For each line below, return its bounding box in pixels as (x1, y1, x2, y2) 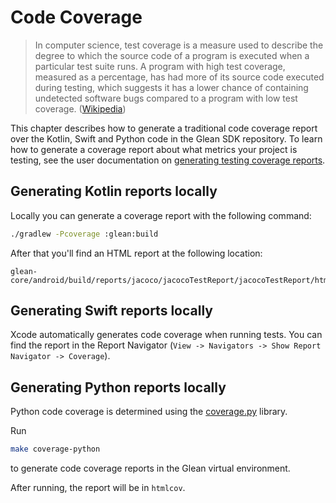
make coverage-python (10, 444, 101, 455)
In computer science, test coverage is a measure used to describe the (34, 39, 324, 51)
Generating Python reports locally (10, 379, 227, 396)
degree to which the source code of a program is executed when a (34, 49, 310, 61)
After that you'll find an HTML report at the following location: (10, 247, 263, 259)
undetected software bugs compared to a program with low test (34, 92, 298, 104)
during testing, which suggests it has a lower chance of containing (34, 81, 309, 93)
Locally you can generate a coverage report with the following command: (10, 209, 312, 221)
